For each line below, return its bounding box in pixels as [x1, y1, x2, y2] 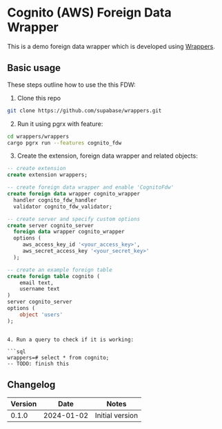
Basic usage [7, 62, 61, 74]
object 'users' [19, 311, 63, 318]
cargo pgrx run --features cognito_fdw [7, 139, 122, 146]
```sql [7, 348, 26, 355]
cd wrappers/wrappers [7, 133, 70, 140]
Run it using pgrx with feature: [17, 119, 103, 128]
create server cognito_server [7, 222, 94, 229]
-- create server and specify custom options [7, 216, 140, 222]
